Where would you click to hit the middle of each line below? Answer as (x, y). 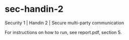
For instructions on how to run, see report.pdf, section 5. (63, 32)
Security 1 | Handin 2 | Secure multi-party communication (64, 23)
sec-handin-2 (34, 9)
